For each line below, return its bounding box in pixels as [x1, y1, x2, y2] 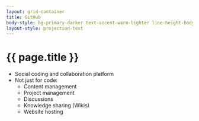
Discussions [23, 95, 53, 103]
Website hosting [23, 108, 63, 116]
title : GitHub [6, 14, 41, 20]
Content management [23, 83, 77, 90]
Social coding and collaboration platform [14, 71, 114, 78]
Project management [23, 90, 75, 97]
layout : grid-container [6, 8, 65, 15]
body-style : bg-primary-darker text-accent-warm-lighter [6, 20, 150, 26]
